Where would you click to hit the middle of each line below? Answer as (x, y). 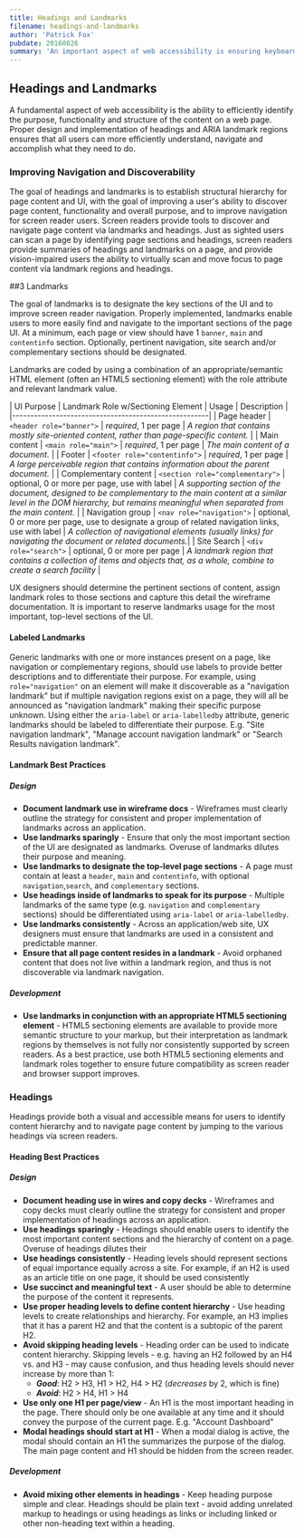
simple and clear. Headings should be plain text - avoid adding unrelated (157, 1504)
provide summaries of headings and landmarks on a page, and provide (141, 249)
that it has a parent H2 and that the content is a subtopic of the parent (152, 1325)
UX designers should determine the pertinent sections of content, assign (145, 588)
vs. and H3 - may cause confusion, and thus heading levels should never (158, 1364)
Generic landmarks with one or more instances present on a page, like (140, 657)
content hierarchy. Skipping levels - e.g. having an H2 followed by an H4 (157, 1354)
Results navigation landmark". (65, 744)
